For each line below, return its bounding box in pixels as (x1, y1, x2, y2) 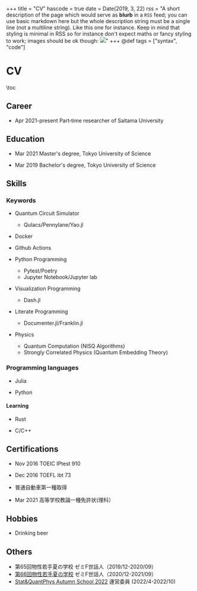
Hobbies (6, 513, 39, 524)
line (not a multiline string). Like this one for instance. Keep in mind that (6, 24, 180, 31)
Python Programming (14, 256, 67, 263)
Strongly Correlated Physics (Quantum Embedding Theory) (23, 349, 168, 356)
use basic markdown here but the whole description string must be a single (6, 18, 190, 24)
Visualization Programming (14, 285, 81, 293)
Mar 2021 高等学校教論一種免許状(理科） (14, 496, 115, 503)
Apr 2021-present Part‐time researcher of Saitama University (14, 117, 164, 124)
